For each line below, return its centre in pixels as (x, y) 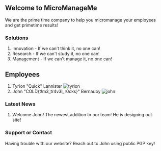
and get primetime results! (32, 25)
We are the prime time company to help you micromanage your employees (80, 20)
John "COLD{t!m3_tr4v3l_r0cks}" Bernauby (56, 91)
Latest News (20, 104)
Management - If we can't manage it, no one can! (62, 59)
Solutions (17, 38)
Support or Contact (29, 133)
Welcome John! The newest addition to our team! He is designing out (82, 115)
